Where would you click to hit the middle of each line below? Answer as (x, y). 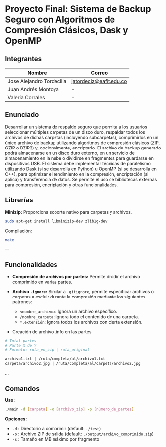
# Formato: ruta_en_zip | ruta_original (48, 350)
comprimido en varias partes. (42, 282)
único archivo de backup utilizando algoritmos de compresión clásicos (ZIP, (83, 143)
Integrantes (24, 59)
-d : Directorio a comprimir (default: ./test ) (56, 429)
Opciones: (16, 419)
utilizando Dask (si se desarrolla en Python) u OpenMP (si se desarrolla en (81, 169)
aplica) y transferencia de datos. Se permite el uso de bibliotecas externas (81, 179)
